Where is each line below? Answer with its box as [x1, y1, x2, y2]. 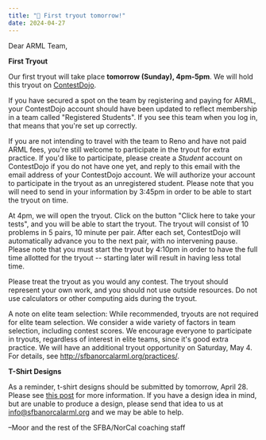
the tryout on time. [8, 195, 69, 205]
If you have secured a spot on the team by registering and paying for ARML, [8, 95, 256, 105]
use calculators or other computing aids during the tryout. [8, 293, 198, 303]
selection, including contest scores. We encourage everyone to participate [8, 326, 253, 335]
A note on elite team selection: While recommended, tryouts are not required [8, 309, 259, 318]
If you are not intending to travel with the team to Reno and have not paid [8, 136, 247, 145]
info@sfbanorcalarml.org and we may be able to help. [8, 407, 184, 417]
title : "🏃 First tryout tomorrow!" [8, 11, 126, 20]
